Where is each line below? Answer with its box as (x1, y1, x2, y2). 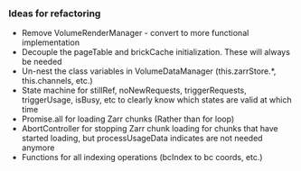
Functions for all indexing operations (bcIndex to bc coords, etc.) (21, 152, 263, 163)
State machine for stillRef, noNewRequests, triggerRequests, (21, 85, 248, 96)
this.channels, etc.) (21, 76, 93, 86)
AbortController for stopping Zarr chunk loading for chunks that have (21, 123, 278, 134)
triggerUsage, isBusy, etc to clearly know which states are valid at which (21, 94, 293, 105)
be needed (21, 57, 62, 67)
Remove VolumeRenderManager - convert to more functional (21, 28, 249, 39)
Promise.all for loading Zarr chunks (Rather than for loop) (21, 113, 235, 124)
